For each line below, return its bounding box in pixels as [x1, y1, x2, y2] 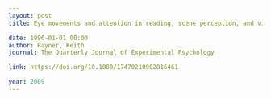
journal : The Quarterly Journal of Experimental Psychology [8, 49, 215, 57]
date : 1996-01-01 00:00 [8, 34, 89, 42]
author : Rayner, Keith [8, 41, 85, 49]
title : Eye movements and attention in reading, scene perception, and [8, 19, 254, 27]
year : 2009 [8, 78, 45, 86]
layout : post [8, 11, 52, 20]
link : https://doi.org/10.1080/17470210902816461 [8, 63, 179, 71]
